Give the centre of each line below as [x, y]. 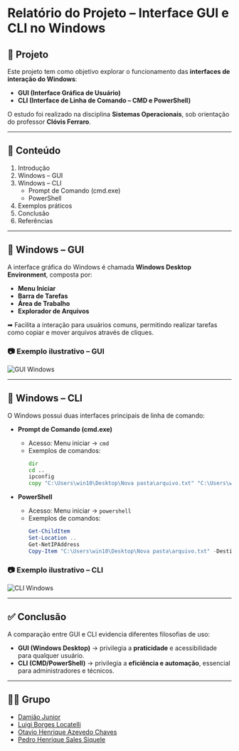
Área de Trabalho [44, 303]
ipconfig [41, 477]
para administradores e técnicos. [66, 671]
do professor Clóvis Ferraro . [49, 122]
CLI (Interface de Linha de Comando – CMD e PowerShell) [104, 100]
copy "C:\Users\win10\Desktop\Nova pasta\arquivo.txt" [111, 484]
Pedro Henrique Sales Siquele [62, 739]
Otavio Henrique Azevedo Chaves [67, 732]
